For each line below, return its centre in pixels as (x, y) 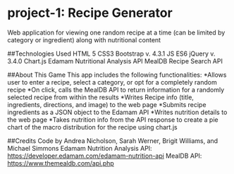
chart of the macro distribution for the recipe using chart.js (92, 127)
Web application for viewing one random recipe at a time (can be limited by (116, 32)
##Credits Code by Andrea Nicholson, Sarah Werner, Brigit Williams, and (113, 141)
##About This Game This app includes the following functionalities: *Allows (117, 75)
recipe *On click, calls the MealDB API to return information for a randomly (116, 89)
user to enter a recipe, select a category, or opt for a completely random (112, 82)
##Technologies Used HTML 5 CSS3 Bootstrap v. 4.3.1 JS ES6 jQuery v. (111, 54)
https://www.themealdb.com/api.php (61, 163)
